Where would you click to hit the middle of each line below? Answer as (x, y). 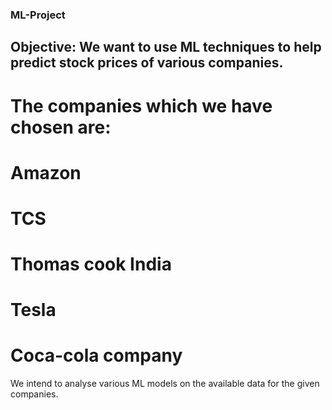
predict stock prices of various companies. (147, 63)
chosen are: (61, 127)
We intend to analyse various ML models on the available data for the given (165, 384)
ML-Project (38, 15)
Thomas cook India (91, 264)
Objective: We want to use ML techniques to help (166, 47)
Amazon (46, 172)
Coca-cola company (96, 355)
